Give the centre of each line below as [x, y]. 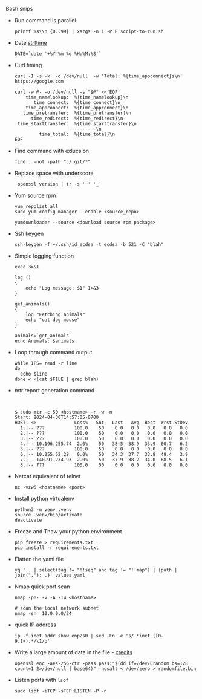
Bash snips [19, 9]
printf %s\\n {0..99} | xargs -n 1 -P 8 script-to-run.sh [89, 31]
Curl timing [28, 65]
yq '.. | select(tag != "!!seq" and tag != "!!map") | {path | [96, 570]
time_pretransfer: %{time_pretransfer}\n [77, 113]
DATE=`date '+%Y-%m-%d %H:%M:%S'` [58, 54]
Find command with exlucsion [52, 151]
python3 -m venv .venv [43, 510]
